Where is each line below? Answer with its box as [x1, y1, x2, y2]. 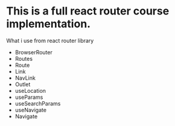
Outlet [14, 80, 31, 88]
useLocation [14, 87, 46, 94]
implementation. [6, 17, 91, 31]
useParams [14, 93, 43, 101]
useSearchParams [14, 99, 61, 107]
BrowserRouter [14, 48, 52, 55]
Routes [14, 55, 33, 62]
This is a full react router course [6, 4, 170, 18]
